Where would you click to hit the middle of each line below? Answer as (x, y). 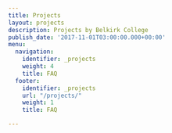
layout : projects (36, 23)
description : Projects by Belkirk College (78, 30)
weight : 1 (38, 102)
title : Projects (34, 15)
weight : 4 (38, 66)
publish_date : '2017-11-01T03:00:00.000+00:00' (87, 37)
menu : (17, 45)
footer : (28, 81)
